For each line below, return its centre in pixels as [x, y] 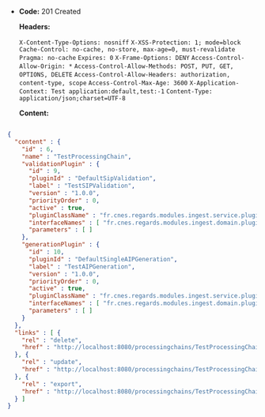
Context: [33, 92]
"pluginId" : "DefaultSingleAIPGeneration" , [103, 259]
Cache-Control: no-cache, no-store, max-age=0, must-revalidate [127, 50]
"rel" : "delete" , [52, 340]
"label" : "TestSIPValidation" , [81, 186]
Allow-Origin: [42, 66]
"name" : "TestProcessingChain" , [77, 156]
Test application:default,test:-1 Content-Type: [132, 92]
